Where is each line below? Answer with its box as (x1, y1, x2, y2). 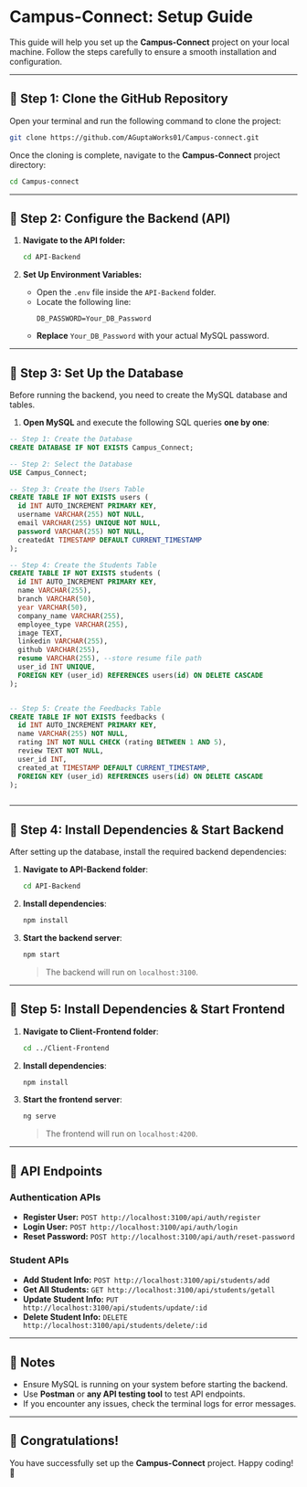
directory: (9, 159, 47, 170)
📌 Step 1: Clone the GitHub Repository (9, 91, 228, 107)
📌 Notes (9, 1355, 56, 1370)
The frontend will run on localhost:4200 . (45, 1128, 198, 1139)
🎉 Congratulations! (9, 1433, 119, 1449)
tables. (9, 399, 36, 410)
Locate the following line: (36, 297, 132, 308)
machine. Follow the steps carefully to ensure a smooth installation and (9, 46, 277, 57)
